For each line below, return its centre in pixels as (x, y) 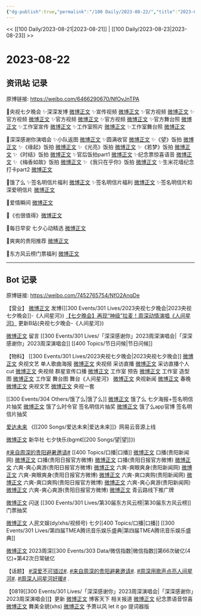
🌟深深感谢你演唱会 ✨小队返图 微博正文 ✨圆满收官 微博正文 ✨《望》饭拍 (94, 139)
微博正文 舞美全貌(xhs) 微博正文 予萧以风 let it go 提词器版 (78, 606)
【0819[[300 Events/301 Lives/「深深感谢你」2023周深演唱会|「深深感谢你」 (100, 591)
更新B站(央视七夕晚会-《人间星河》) (61, 323)
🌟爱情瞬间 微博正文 (30, 203)
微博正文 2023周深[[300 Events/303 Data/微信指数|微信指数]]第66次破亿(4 (98, 551)
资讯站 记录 (27, 83)
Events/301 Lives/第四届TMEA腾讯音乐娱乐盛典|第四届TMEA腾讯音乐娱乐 (96, 531)
